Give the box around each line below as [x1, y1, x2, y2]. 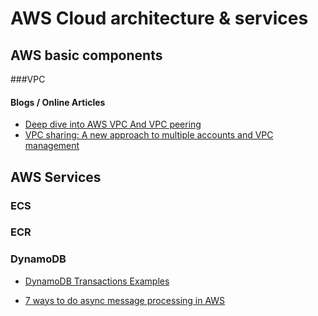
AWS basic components [10, 47, 163, 64]
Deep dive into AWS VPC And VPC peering [24, 118, 202, 131]
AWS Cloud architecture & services [10, 7, 309, 30]
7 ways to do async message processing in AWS [24, 294, 226, 306]
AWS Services [10, 168, 102, 186]
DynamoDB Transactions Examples [24, 275, 170, 287]
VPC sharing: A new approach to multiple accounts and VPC [24, 129, 274, 141]
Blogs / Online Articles [10, 96, 106, 108]
